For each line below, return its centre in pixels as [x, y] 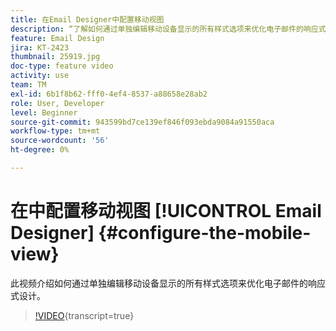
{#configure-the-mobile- [205, 233]
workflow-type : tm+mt [55, 131]
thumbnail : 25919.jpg [55, 57]
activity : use [40, 76]
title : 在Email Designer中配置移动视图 [87, 19]
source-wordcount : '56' [60, 141]
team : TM [28, 85]
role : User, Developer [57, 103]
